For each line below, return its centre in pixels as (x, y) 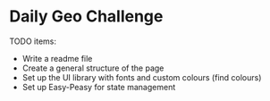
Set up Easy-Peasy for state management (99, 87)
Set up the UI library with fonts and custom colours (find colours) (142, 77)
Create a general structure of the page (93, 68)
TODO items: (33, 41)
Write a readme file (57, 58)
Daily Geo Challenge (86, 17)
